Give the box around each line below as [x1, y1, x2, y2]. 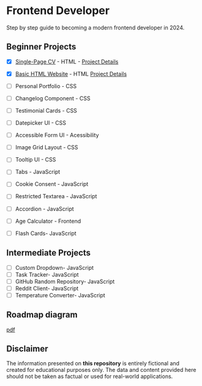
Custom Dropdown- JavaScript [15, 264, 94, 271]
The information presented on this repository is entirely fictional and [6, 360, 179, 367]
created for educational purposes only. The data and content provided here [6, 366, 196, 374]
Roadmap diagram [6, 310, 78, 320]
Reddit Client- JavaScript [15, 284, 79, 292]
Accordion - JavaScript [15, 205, 75, 212]
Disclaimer [6, 344, 48, 354]
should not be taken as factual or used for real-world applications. [6, 373, 173, 380]
